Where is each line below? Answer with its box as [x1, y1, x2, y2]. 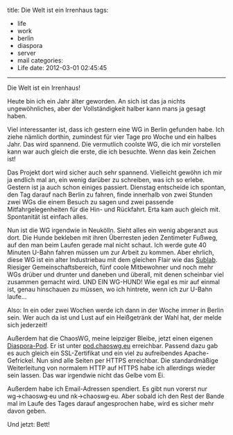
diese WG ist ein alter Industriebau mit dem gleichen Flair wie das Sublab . [7, 256, 218, 263]
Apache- [184, 349, 209, 357]
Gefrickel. [7, 356, 35, 364]
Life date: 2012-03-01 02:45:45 [17, 64, 107, 72]
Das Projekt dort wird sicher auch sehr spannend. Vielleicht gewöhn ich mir [7, 168, 223, 177]
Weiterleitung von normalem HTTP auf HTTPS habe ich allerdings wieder [7, 364, 216, 372]
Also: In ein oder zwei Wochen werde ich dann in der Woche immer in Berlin [7, 306, 224, 314]
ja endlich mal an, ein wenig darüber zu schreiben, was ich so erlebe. [7, 176, 205, 183]
